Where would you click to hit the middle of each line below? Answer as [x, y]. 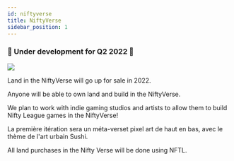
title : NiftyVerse [34, 20]
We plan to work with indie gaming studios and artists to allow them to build [117, 107]
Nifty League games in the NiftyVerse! [63, 115]
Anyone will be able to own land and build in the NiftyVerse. [94, 94]
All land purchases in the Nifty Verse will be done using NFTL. [97, 150]
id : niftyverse [30, 14]
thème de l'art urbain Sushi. [48, 136]
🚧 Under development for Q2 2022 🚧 [71, 52]
